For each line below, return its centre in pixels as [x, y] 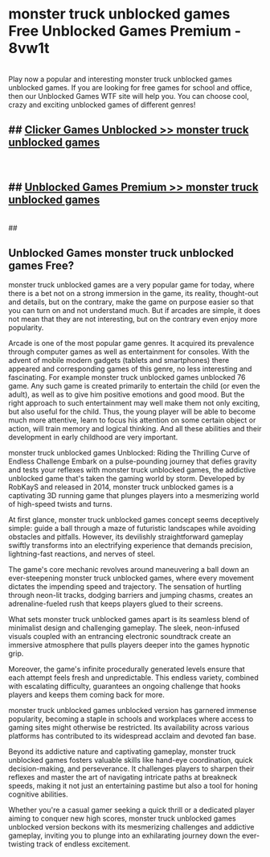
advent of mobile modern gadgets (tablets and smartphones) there [119, 361]
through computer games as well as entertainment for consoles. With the [129, 352]
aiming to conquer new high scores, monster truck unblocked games [122, 818]
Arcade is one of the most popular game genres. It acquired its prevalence [131, 344]
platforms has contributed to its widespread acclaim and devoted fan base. [133, 736]
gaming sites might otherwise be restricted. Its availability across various [129, 727]
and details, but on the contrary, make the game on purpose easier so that [131, 302]
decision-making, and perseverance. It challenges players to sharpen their [131, 768]
